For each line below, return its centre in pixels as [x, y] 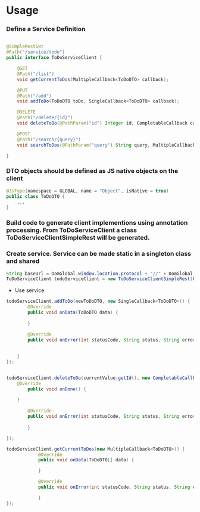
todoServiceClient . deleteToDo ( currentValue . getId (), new [78, 378]
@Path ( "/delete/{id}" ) [45, 118]
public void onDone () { [57, 389]
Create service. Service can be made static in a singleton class [99, 254]
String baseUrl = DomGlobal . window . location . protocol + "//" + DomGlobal [100, 274]
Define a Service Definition [46, 29]
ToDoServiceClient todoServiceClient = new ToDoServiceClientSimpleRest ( [100, 279]
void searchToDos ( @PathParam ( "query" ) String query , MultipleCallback [106, 145]
